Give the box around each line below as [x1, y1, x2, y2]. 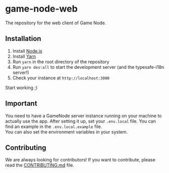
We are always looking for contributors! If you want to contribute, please [5, 157, 155, 163]
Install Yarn [12, 53, 36, 59]
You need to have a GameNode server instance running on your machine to [5, 112, 162, 119]
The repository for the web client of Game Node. [5, 20, 106, 26]
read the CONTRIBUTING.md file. [5, 162, 75, 168]
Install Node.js [12, 48, 42, 54]
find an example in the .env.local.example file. [5, 123, 102, 129]
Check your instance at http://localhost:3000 [12, 74, 110, 81]
